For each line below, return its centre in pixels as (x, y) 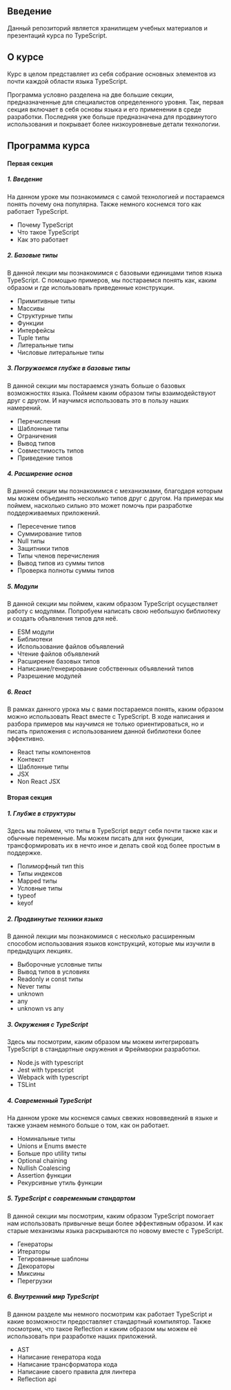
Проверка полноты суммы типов (66, 571)
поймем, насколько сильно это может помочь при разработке (100, 506)
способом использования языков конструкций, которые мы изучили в (111, 943)
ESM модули (36, 632)
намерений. (25, 408)
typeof (27, 895)
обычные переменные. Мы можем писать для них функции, (96, 838)
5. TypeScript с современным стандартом (71, 1198)
